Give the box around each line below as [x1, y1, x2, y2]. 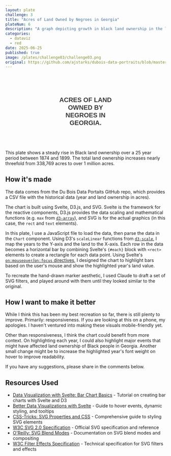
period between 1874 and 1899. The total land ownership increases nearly [5, 155, 160, 161]
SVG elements [12, 419, 43, 425]
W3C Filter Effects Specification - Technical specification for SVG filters [12, 441, 164, 447]
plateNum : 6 [5, 21, 31, 27]
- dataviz [10, 36, 31, 41]
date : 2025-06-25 [5, 45, 42, 50]
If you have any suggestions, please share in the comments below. [5, 364, 145, 370]
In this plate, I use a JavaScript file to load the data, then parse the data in [5, 230, 160, 236]
